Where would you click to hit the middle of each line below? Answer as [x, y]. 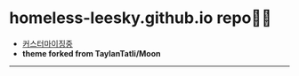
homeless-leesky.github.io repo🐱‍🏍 [141, 18]
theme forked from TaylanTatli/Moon [91, 53]
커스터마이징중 [47, 43]
